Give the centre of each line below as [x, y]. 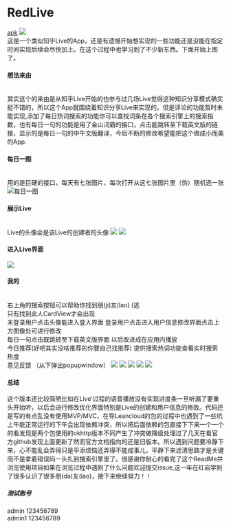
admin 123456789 [33, 511]
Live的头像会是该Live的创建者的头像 [58, 232]
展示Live [20, 208]
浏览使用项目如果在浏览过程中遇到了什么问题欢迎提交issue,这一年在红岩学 [112, 467]
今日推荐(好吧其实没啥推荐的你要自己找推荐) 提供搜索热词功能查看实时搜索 [113, 348]
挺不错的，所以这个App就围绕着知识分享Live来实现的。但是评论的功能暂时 [112, 107]
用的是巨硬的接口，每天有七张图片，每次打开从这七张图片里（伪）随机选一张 [115, 183]
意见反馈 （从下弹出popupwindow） [58, 365]
